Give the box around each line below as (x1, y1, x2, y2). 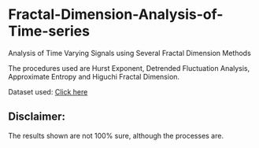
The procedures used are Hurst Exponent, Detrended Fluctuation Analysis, (8, 63, 250, 72)
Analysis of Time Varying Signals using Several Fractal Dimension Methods (8, 48, 252, 57)
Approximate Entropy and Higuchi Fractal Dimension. (8, 72, 179, 81)
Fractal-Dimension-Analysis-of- (8, 6, 224, 24)
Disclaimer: (8, 110, 65, 124)
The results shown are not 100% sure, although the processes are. (8, 131, 224, 140)
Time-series (8, 22, 91, 40)
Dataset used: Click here (8, 87, 88, 96)
